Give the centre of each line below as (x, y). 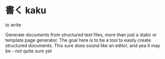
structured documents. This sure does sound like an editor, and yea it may (83, 45)
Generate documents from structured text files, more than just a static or (81, 35)
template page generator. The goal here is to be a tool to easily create (78, 40)
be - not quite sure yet (29, 51)
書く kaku (26, 10)
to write (13, 25)
